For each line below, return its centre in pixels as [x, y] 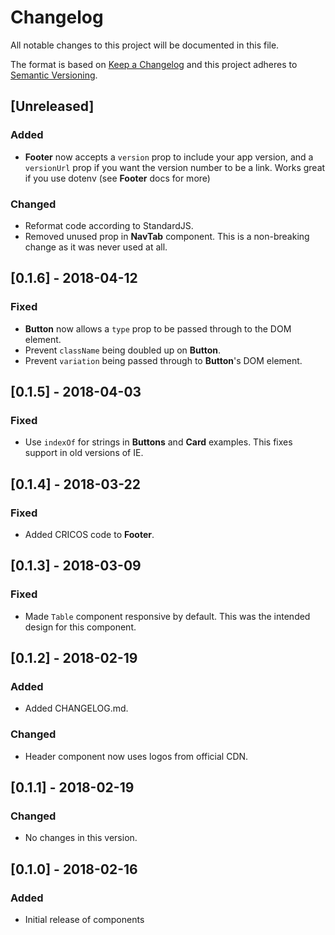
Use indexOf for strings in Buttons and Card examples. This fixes [158, 442]
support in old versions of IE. [84, 453]
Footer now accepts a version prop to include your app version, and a [169, 157]
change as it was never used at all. [96, 247]
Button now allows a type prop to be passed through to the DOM [158, 328]
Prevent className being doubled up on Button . [123, 350]
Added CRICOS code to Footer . [89, 534]
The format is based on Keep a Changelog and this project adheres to [154, 64]
